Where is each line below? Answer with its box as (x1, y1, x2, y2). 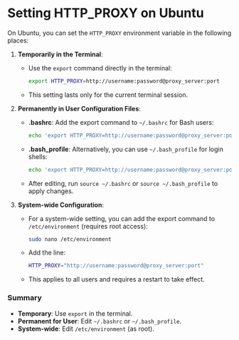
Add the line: (28, 248, 66, 257)
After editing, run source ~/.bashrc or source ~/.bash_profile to (28, 179, 218, 187)
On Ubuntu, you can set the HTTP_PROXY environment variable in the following (7, 29, 232, 37)
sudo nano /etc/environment (28, 235, 112, 243)
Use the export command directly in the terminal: (28, 63, 172, 72)
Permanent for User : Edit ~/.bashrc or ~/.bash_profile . (17, 316, 182, 325)
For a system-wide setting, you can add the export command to (28, 214, 216, 222)
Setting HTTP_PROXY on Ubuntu (7, 5, 204, 21)
